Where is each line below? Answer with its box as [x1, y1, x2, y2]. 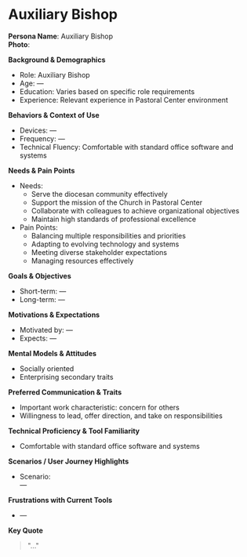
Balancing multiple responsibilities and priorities [31, 231, 187, 240]
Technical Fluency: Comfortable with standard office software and [19, 142, 234, 151]
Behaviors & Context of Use [8, 110, 100, 119]
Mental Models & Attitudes [8, 348, 96, 358]
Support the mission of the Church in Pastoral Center [31, 198, 202, 207]
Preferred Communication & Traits [8, 387, 122, 397]
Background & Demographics [8, 55, 106, 64]
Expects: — [19, 333, 57, 343]
